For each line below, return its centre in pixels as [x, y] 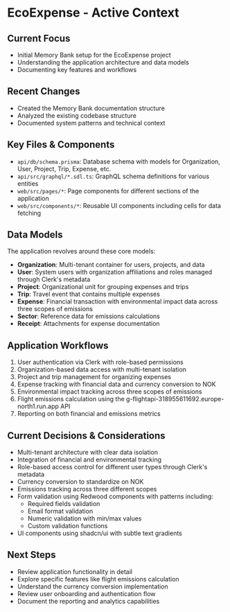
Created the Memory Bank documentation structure [91, 108]
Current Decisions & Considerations [86, 436]
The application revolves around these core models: [81, 252]
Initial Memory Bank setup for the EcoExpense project [94, 55]
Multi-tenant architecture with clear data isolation [87, 453]
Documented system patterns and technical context [91, 123]
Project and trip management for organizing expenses [94, 377]
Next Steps [32, 555]
